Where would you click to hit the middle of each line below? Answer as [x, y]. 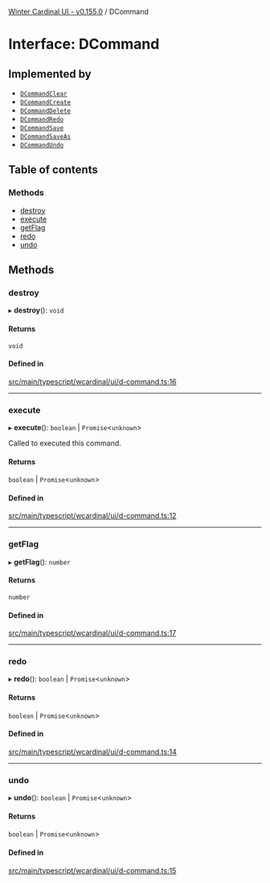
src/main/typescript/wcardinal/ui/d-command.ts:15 [92, 870]
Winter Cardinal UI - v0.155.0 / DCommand [78, 12]
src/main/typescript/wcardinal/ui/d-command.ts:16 [92, 381]
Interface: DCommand [84, 44]
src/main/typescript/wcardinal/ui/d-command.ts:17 [92, 633]
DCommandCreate [45, 102]
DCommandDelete [45, 111]
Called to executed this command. [65, 443]
